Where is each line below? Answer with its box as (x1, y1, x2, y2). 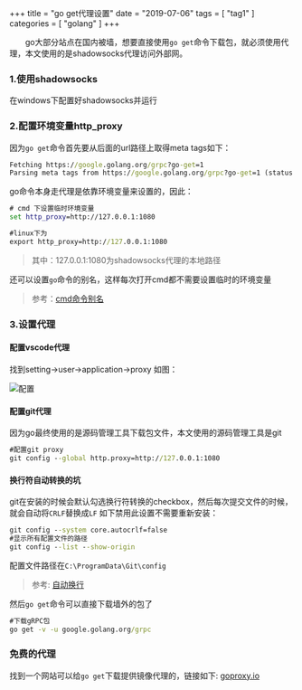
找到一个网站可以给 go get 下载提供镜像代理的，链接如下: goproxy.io (9, 670, 260, 681)
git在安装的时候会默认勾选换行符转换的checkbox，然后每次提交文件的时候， (9, 496, 293, 507)
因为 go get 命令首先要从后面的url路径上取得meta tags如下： (9, 142, 231, 153)
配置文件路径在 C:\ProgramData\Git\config (9, 560, 166, 571)
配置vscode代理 (9, 342, 71, 353)
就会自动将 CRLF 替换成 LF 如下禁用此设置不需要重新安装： (9, 507, 219, 518)
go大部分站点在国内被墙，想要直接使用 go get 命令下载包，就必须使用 (24, 37, 281, 47)
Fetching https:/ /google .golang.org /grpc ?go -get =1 (9, 160, 204, 169)
